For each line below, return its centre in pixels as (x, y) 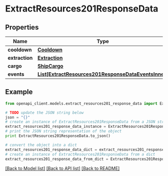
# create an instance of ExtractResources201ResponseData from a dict (80, 154)
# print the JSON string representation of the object (63, 131)
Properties (22, 27)
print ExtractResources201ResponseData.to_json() (58, 136)
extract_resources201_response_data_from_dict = (57, 159)
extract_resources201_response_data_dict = (51, 149)
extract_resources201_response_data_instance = (56, 127)
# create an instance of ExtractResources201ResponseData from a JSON (80, 122)
